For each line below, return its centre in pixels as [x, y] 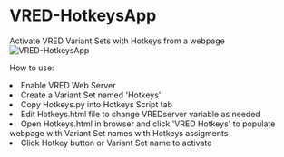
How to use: [32, 68]
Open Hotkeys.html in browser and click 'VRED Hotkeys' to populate [148, 124]
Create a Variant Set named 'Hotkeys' [91, 95]
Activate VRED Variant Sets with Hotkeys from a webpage [117, 41]
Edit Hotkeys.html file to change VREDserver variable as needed [141, 114]
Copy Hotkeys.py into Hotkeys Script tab [97, 104]
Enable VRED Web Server [69, 85]
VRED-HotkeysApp [83, 16]
